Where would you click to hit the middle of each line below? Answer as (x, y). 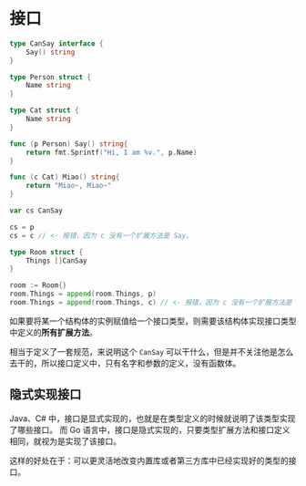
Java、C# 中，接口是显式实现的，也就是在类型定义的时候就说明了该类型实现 (153, 418)
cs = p (22, 227)
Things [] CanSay (57, 261)
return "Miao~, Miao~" (69, 186)
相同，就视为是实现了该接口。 (65, 441)
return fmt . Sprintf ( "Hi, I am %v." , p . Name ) (112, 152)
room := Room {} (38, 285)
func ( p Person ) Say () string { (69, 144)
